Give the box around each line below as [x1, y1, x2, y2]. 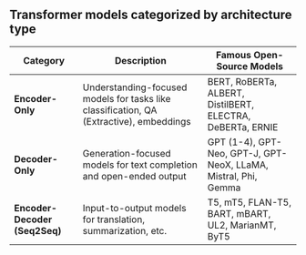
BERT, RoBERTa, [207, 75, 278, 87]
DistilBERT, [207, 97, 255, 110]
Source [216, 59, 249, 72]
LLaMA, [235, 158, 269, 171]
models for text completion [82, 158, 198, 171]
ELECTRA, [207, 109, 251, 122]
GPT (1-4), [207, 136, 257, 148]
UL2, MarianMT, [207, 219, 277, 231]
